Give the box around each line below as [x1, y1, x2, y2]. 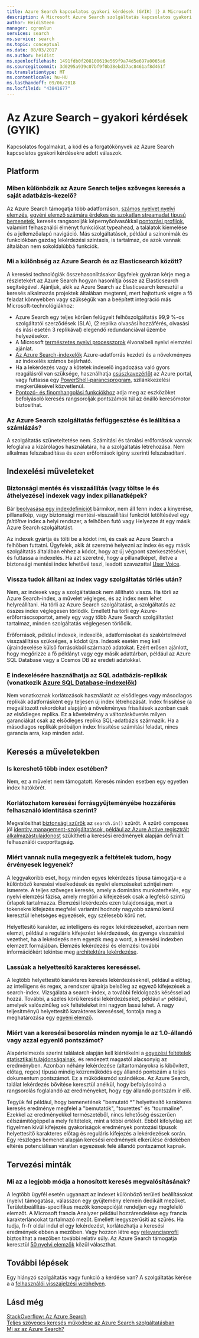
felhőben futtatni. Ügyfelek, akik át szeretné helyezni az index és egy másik [6, 541, 191, 549]
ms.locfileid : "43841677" [6, 86, 70, 92]
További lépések [6, 1258, 68, 1268]
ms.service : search [6, 36, 55, 42]
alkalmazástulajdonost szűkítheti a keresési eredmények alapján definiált [6, 832, 184, 839]
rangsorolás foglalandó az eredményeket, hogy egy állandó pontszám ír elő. [6, 1087, 191, 1094]
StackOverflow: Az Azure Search [6, 1313, 87, 1320]
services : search [6, 31, 50, 37]
